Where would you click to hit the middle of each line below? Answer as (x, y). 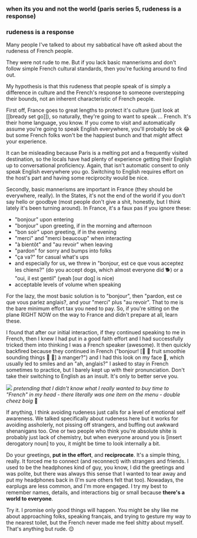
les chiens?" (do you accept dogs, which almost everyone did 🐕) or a (99, 270)
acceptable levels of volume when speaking (68, 285)
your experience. (27, 142)
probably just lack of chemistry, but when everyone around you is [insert (94, 437)
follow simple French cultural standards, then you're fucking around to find (96, 69)
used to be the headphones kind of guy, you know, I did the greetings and (95, 467)
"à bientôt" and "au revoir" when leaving (64, 245)
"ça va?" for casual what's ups (52, 257)
